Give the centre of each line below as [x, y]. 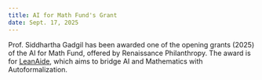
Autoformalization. [38, 69]
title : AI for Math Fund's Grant [63, 15]
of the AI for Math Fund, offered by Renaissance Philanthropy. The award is [129, 53]
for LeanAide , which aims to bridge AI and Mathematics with [106, 61]
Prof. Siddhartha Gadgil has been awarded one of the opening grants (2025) [131, 44]
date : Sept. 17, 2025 [44, 23]
